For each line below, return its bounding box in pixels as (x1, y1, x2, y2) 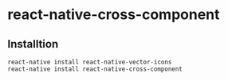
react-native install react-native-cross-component (7, 65, 183, 73)
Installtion (7, 37, 59, 51)
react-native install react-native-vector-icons (7, 58, 172, 66)
